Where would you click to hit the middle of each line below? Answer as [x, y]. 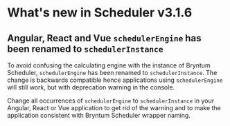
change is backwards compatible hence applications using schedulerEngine [115, 80]
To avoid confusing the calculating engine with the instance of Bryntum [109, 65]
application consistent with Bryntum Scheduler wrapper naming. [99, 115]
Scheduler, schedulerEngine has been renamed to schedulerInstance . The [112, 73]
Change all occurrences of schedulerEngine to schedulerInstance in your [111, 101]
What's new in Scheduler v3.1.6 [100, 13]
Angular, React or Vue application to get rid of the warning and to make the [114, 108]
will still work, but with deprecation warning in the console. [91, 87]
